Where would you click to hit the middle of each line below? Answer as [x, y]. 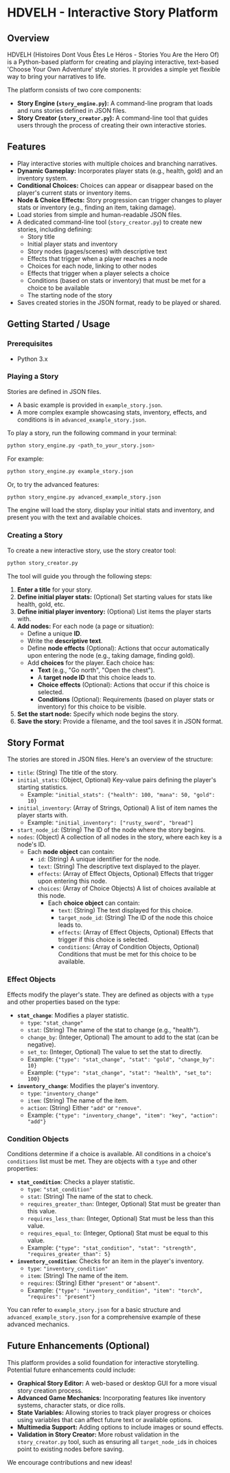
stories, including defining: [55, 229]
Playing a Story [33, 377]
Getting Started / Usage [59, 324]
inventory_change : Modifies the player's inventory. [88, 1085]
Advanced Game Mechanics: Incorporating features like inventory [111, 1398]
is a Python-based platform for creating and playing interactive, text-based [113, 62]
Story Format [36, 743]
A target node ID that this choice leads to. [97, 677]
